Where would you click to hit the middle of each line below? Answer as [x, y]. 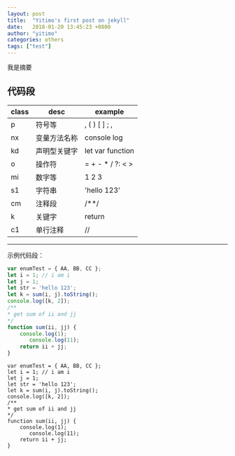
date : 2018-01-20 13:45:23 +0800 [59, 27]
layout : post [26, 14]
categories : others [36, 40]
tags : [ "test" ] [29, 46]
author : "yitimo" [33, 33]
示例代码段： [26, 255]
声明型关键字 [57, 151]
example [109, 112]
